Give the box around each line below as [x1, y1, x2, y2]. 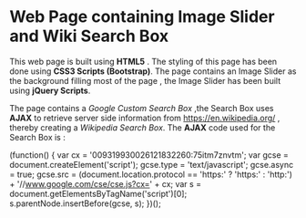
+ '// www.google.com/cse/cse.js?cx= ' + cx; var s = [9, 178, 202, 189]
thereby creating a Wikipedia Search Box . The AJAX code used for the [9, 121, 276, 133]
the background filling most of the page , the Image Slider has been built [9, 75, 280, 86]
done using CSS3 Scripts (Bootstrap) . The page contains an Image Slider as [9, 66, 297, 77]
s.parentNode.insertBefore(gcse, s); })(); [9, 198, 161, 209]
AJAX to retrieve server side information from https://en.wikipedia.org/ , [9, 112, 280, 123]
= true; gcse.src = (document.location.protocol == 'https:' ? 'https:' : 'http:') [9, 169, 293, 180]
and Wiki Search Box [9, 26, 169, 47]
